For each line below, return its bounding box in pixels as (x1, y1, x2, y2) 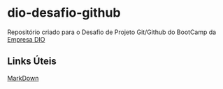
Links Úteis (7, 56, 57, 67)
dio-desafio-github (7, 5, 121, 21)
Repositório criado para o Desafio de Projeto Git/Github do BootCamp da (7, 28, 217, 36)
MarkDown (7, 74, 39, 82)
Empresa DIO (7, 35, 45, 43)
